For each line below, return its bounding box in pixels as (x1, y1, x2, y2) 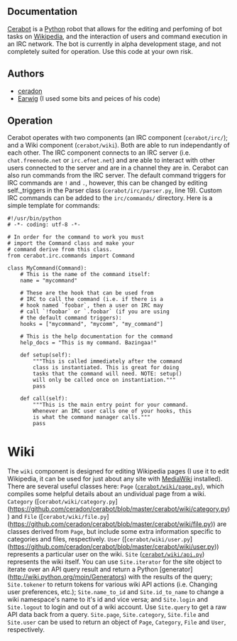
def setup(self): (20, 351, 72, 359)
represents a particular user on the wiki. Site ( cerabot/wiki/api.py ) (7, 550, 205, 559)
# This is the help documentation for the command (20, 333, 173, 340)
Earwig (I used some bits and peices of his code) (17, 94, 161, 102)
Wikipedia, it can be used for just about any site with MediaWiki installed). (7, 475, 223, 483)
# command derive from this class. (7, 246, 113, 253)
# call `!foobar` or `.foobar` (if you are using (20, 308, 170, 315)
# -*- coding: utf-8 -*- (7, 221, 81, 229)
